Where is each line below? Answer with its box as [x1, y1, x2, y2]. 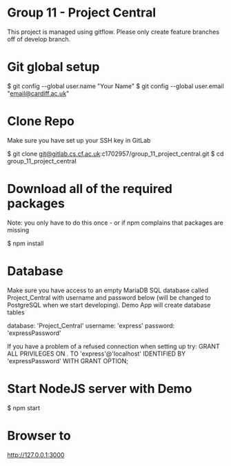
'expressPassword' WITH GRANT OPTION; [7, 356, 129, 365]
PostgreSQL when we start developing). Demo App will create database [7, 301, 211, 309]
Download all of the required [7, 181, 173, 196]
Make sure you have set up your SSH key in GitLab [7, 136, 151, 144]
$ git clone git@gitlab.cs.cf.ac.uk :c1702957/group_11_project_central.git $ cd [7, 150, 224, 158]
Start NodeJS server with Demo [7, 381, 192, 396]
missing [7, 225, 30, 234]
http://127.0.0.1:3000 [7, 450, 65, 459]
